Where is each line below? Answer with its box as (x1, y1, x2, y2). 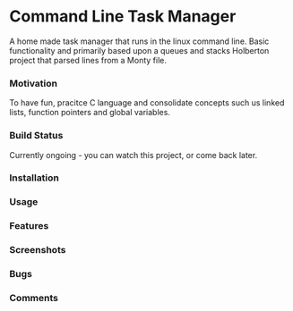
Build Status (9, 130, 64, 142)
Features (9, 220, 49, 232)
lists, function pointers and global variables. (9, 107, 170, 118)
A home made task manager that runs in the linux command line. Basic (9, 36, 270, 46)
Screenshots (9, 244, 66, 256)
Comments (9, 292, 58, 305)
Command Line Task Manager (9, 6, 237, 27)
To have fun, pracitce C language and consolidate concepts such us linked (9, 97, 285, 108)
